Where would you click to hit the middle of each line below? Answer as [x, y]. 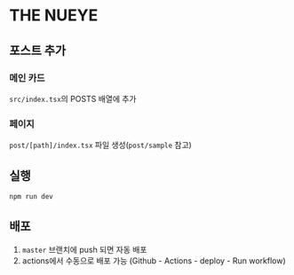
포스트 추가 [38, 50]
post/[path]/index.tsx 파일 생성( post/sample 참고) [101, 145]
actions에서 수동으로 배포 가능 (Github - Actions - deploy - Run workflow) [154, 260]
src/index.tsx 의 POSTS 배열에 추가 [73, 98]
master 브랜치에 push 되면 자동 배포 [84, 249]
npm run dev [31, 196]
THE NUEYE [54, 16]
